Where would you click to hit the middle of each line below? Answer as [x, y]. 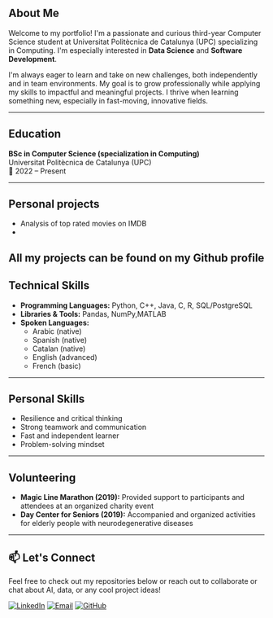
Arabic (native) [57, 331]
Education [35, 134]
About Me [34, 13]
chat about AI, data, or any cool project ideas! [84, 590]
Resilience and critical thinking [71, 419]
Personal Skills [47, 399]
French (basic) [56, 366]
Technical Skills [49, 285]
